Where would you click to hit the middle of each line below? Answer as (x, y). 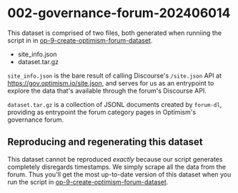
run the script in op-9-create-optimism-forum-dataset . (88, 182)
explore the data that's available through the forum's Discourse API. (107, 90)
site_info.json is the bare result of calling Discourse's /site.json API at (114, 75)
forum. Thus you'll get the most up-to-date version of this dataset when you (119, 174)
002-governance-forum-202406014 (119, 13)
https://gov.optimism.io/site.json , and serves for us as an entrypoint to (111, 83)
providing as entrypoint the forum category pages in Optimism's (102, 112)
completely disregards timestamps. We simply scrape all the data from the (117, 167)
